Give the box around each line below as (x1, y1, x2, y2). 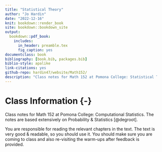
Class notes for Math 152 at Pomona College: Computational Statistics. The (5, 111, 154, 117)
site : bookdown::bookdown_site (5, 25, 68, 30)
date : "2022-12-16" (5, 16, 44, 21)
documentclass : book (5, 52, 47, 57)
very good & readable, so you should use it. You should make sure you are (5, 131, 153, 137)
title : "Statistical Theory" (5, 7, 64, 12)
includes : (13, 39, 34, 44)
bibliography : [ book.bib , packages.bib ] (5, 57, 88, 61)
